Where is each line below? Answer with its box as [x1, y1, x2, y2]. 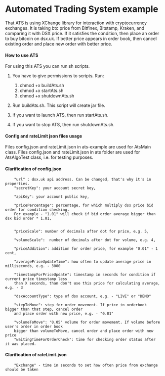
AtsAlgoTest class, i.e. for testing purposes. [5, 154, 94, 160]
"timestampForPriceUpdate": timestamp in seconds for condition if [14, 272, 156, 277]
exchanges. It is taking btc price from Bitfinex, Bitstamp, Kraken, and [5, 25, 145, 31]
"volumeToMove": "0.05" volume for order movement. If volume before [14, 320, 161, 325]
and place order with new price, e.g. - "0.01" [14, 311, 114, 316]
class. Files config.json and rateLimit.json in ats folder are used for [5, 149, 140, 155]
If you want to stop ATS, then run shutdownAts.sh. [12, 122, 115, 128]
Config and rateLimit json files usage [5, 133, 82, 139]
